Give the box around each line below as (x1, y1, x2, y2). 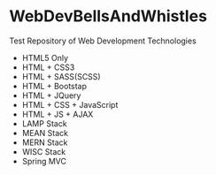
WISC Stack (21, 146, 66, 156)
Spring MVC (21, 156, 67, 166)
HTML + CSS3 (21, 62, 75, 72)
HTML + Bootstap (21, 80, 87, 91)
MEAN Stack (21, 127, 69, 138)
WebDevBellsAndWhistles (9, 6, 208, 27)
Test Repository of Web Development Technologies (9, 35, 197, 46)
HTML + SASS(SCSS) (21, 71, 101, 81)
